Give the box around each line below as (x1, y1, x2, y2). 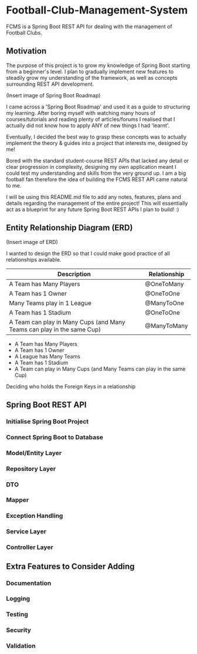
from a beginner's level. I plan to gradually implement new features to (6, 68, 174, 75)
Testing (6, 611, 28, 619)
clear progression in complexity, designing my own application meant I (6, 163, 177, 170)
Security (6, 626, 31, 634)
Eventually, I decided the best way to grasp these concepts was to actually (6, 133, 186, 140)
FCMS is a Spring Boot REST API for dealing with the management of (6, 23, 172, 30)
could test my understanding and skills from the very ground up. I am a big (6, 170, 186, 177)
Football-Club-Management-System (6, 4, 188, 17)
